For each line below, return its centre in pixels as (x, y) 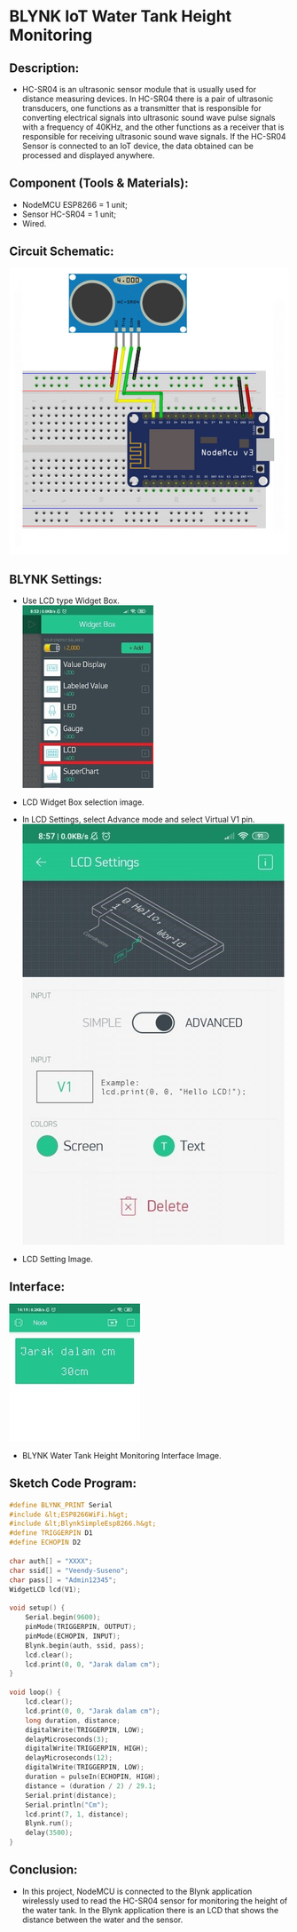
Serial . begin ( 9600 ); (63, 1618)
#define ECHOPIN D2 (45, 1543)
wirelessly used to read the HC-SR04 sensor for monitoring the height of (155, 1900)
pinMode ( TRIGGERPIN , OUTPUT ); (81, 1627)
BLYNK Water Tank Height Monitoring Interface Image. (121, 1455)
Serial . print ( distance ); (71, 1795)
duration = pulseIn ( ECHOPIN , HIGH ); (93, 1777)
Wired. (34, 223)
